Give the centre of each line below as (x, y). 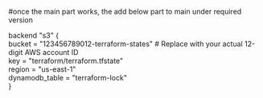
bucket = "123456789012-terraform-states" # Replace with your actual (125, 44)
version (21, 20)
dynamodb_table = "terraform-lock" (68, 78)
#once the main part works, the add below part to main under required (125, 12)
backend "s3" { (33, 35)
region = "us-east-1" (42, 69)
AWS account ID (51, 52)
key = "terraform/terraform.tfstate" (66, 61)
